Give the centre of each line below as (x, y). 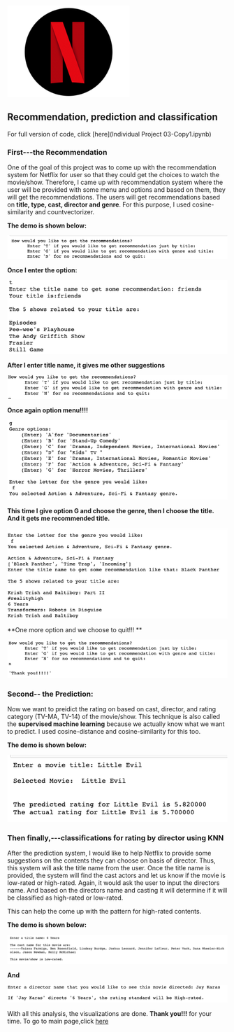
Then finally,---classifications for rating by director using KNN (116, 837)
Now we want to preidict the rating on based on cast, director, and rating (112, 709)
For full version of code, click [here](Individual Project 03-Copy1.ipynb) (109, 134)
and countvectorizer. (65, 212)
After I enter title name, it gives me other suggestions (86, 365)
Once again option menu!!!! (48, 410)
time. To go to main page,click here (58, 1021)
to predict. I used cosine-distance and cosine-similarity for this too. (104, 732)
